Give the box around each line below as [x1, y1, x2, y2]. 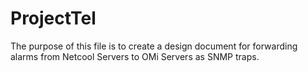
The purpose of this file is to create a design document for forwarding [10, 40, 298, 52]
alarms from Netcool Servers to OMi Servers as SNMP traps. [10, 50, 260, 62]
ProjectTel [10, 7, 97, 30]
